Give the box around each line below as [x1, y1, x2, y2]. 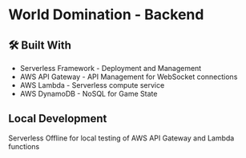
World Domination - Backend [8, 6, 204, 24]
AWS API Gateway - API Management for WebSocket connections [19, 72, 238, 81]
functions [8, 141, 40, 151]
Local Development [8, 112, 107, 125]
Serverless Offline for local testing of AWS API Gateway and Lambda [8, 133, 235, 143]
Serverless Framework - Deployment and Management [19, 64, 202, 73]
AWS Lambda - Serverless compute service [19, 81, 165, 89]
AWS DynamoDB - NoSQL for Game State [19, 89, 158, 98]
